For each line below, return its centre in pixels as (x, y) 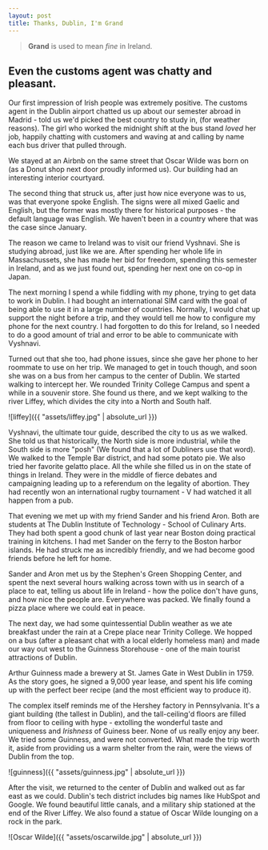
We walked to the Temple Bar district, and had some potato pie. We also (127, 458)
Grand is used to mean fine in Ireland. (90, 46)
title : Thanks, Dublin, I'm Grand (66, 23)
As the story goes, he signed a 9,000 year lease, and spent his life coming (131, 682)
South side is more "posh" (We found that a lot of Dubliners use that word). (132, 450)
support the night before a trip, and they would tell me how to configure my (132, 318)
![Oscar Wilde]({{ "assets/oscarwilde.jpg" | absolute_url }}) (105, 837)
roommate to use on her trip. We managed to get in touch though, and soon (133, 367)
